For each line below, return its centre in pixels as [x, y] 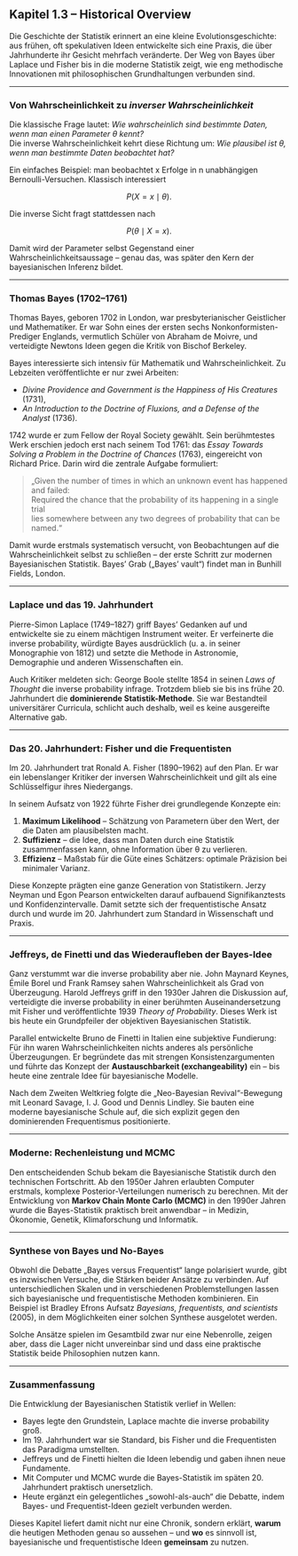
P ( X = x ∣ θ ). [149, 197]
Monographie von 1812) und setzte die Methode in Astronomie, [124, 653]
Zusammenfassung [52, 1385]
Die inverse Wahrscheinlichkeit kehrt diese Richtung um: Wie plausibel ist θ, [148, 143]
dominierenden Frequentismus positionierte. [90, 1122]
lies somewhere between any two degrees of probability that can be [156, 519]
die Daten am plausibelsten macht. [85, 830]
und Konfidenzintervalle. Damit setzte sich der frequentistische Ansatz [138, 904]
